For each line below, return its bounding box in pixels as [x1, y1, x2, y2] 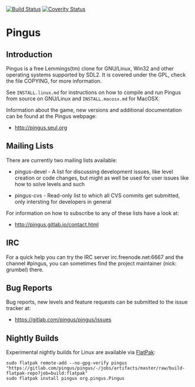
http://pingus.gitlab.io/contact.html [14, 221, 99, 228]
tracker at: [6, 305, 31, 312]
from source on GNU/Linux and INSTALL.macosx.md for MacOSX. [6, 95, 160, 102]
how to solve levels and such [14, 180, 85, 187]
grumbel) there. [6, 266, 44, 273]
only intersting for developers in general [14, 198, 112, 205]
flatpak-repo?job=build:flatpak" [6, 371, 88, 376]
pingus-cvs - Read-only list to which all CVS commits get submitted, [14, 191, 180, 199]
